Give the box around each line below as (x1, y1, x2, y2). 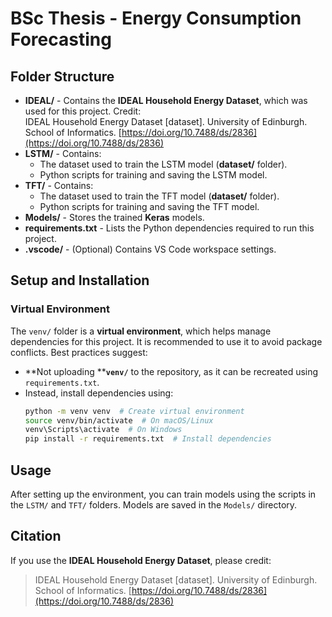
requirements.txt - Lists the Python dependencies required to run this (24, 222, 315, 234)
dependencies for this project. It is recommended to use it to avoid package (10, 335, 323, 347)
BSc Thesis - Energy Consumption (10, 7, 302, 30)
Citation (10, 528, 62, 545)
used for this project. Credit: (24, 105, 142, 117)
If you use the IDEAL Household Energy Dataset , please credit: (10, 554, 272, 566)
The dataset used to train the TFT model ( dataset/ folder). (39, 190, 280, 202)
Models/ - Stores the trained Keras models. (24, 212, 205, 223)
